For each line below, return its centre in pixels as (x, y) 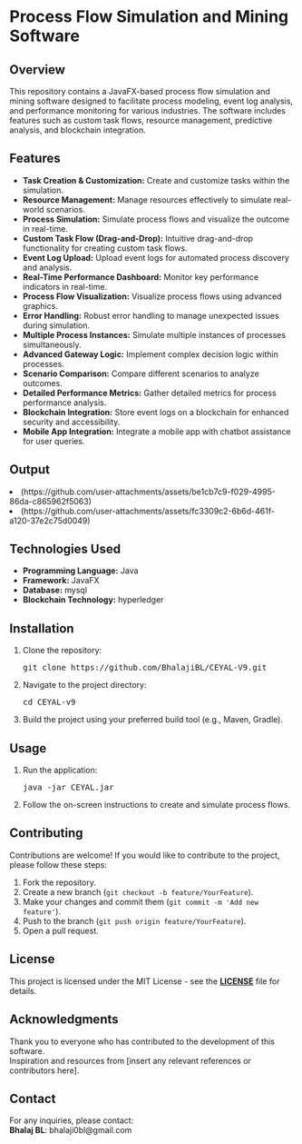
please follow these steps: (58, 864)
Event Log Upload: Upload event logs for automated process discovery (156, 257)
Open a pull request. (61, 930)
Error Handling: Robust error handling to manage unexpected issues (151, 315)
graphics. (40, 305)
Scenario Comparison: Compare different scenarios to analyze (141, 373)
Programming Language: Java (80, 571)
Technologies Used (65, 549)
